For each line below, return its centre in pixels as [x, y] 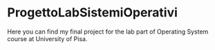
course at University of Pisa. [47, 38]
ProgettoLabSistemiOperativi [93, 13]
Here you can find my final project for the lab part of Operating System [108, 32]
